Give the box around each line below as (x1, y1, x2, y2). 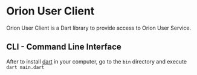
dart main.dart (6, 64, 45, 70)
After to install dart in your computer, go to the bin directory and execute (6, 57, 187, 65)
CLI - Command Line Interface (6, 42, 122, 52)
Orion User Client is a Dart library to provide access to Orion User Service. (6, 24, 192, 31)
